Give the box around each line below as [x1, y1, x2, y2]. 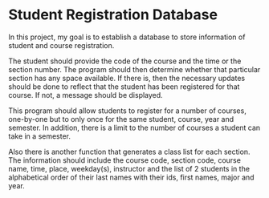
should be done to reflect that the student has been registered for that [8, 82, 240, 91]
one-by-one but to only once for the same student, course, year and [8, 114, 234, 123]
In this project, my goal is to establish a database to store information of [8, 32, 246, 42]
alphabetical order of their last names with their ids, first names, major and [8, 172, 255, 182]
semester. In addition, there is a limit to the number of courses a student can [8, 123, 261, 132]
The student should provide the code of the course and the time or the [8, 56, 242, 66]
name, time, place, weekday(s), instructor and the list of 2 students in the [8, 164, 251, 173]
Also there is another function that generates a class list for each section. [8, 147, 251, 156]
